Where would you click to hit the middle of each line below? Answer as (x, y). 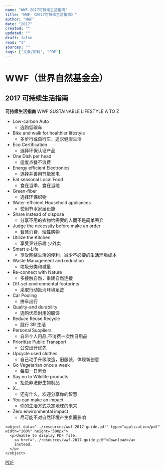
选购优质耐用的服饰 (40, 313)
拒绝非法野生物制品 (40, 382)
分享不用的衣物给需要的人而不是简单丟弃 (62, 220)
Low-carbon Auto (31, 121)
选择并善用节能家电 (40, 174)
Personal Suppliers (32, 330)
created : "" (18, 29)
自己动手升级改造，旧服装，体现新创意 (59, 359)
